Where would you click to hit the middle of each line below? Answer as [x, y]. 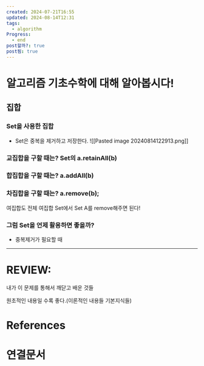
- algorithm [27, 29]
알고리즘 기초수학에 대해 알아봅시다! [90, 83]
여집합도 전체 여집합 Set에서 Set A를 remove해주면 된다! [73, 208]
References [36, 326]
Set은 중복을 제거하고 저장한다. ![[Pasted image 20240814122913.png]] [102, 141]
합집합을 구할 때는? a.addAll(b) [50, 175]
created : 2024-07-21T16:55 [40, 12]
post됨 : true [22, 52]
